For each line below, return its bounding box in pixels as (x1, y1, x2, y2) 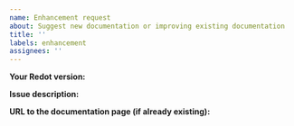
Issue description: (9, 89, 80, 100)
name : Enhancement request (9, 13, 111, 22)
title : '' (9, 30, 47, 39)
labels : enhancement (9, 38, 88, 48)
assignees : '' (9, 47, 63, 56)
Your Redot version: (9, 71, 86, 82)
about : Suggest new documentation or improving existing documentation (9, 22, 285, 31)
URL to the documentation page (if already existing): (9, 106, 211, 117)
